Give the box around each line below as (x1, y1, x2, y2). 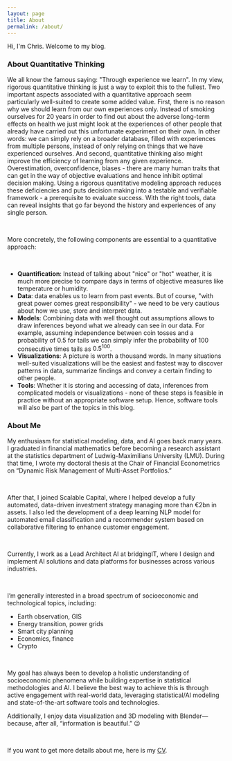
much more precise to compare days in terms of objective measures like (17, 277, 224, 285)
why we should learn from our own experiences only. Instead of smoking (7, 105, 215, 113)
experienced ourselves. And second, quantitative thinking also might (7, 149, 203, 157)
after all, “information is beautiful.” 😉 (35, 719, 141, 727)
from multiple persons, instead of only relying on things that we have (7, 142, 203, 150)
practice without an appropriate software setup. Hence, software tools (17, 396, 218, 404)
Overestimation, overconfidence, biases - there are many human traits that (7, 164, 220, 172)
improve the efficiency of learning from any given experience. (7, 156, 184, 165)
